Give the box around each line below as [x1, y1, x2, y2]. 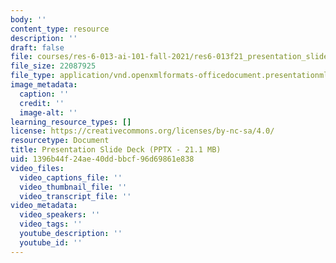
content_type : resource [10, 24, 110, 34]
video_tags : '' [19, 219, 83, 230]
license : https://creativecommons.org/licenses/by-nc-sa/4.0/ [10, 126, 275, 136]
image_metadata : [10, 80, 78, 90]
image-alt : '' [19, 107, 78, 118]
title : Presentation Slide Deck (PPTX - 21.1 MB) [10, 145, 222, 155]
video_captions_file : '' [19, 172, 123, 183]
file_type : [10, 71, 56, 81]
